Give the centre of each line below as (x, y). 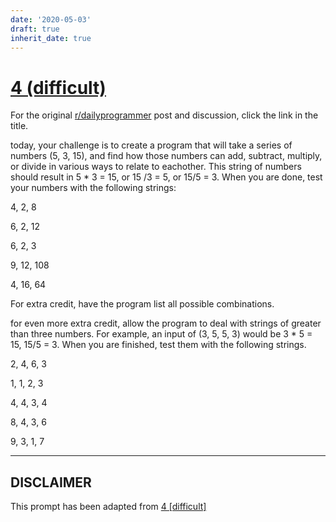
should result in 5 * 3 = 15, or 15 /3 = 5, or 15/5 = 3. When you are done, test (166, 177)
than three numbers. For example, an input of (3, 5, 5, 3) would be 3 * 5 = (161, 334)
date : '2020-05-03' (51, 19)
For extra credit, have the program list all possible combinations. (142, 304)
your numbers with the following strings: (93, 188)
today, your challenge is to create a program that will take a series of (151, 145)
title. (19, 126)
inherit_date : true (51, 38)
